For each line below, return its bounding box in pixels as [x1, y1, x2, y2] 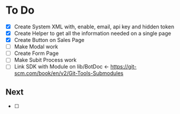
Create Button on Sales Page [14, 37, 85, 44]
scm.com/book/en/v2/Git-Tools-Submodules [14, 70, 124, 77]
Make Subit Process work [14, 57, 77, 64]
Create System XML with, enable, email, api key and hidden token [14, 23, 175, 30]
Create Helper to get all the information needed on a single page [14, 30, 171, 37]
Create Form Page [14, 50, 59, 57]
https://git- [110, 63, 137, 70]
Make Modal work [14, 43, 59, 50]
